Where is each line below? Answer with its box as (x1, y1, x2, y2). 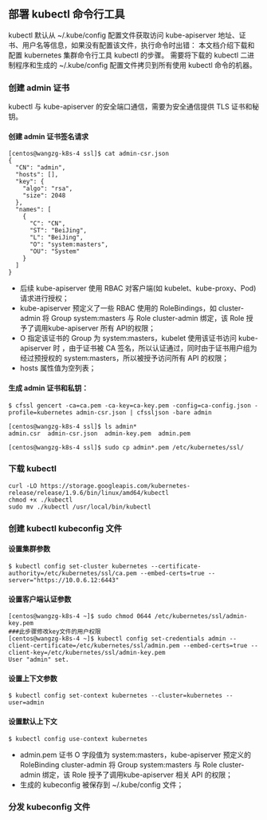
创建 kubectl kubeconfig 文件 (8, 522, 122, 533)
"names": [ (15, 206, 52, 214)
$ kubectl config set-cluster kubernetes (8, 562, 148, 570)
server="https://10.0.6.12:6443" (8, 576, 120, 584)
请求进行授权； (19, 294, 69, 303)
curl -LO (8, 481, 37, 489)
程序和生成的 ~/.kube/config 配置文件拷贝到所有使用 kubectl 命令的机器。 (14, 60, 257, 69)
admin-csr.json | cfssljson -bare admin (76, 408, 213, 417)
